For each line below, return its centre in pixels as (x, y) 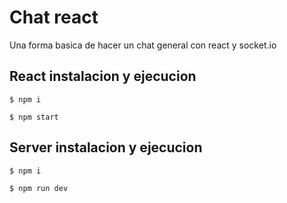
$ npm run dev (39, 188)
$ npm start (34, 117)
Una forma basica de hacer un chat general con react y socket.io (143, 45)
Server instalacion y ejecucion (106, 147)
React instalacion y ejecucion (103, 76)
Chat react (54, 17)
